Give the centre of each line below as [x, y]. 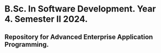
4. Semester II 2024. [46, 19]
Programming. [27, 44]
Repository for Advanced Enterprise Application [79, 37]
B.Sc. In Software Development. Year [80, 9]
